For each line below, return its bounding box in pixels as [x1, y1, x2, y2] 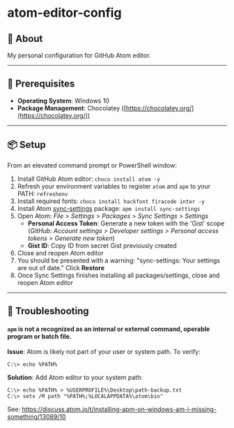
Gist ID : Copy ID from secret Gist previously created [27, 241, 178, 249]
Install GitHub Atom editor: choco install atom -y [17, 175, 161, 183]
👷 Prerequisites [7, 78, 75, 90]
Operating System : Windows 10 [17, 96, 110, 105]
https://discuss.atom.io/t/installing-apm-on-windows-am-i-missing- [22, 405, 217, 413]
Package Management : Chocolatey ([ [17, 103, 127, 112]
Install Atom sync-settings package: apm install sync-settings [17, 204, 201, 212]
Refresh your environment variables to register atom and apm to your [17, 182, 211, 190]
